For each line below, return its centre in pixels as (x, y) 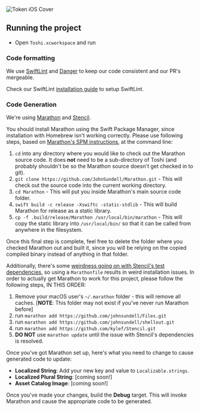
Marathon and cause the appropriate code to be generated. (79, 401)
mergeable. (20, 77)
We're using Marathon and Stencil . (49, 117)
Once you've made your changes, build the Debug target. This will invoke (96, 395)
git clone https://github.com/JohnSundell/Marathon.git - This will (99, 179)
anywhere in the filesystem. (49, 230)
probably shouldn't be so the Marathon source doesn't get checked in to (104, 166)
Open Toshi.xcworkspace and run (55, 43)
